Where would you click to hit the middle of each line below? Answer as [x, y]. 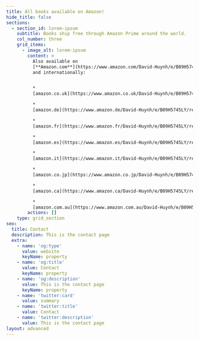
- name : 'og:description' [49, 279]
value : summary [41, 301]
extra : [20, 240]
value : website [41, 251]
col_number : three [39, 39]
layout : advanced [28, 329]
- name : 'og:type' [39, 246]
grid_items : [31, 45]
